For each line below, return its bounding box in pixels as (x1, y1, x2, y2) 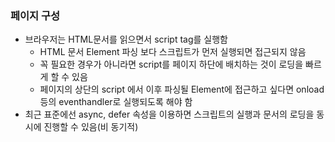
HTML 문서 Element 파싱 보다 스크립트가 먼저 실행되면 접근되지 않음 (39, 46, 307, 58)
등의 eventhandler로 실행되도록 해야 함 (39, 96, 193, 108)
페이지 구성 (10, 8, 61, 22)
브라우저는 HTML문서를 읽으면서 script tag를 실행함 (24, 33, 229, 46)
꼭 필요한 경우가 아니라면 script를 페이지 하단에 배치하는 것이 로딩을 (39, 58, 304, 71)
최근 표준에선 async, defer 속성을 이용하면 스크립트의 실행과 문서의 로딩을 (24, 108, 315, 121)
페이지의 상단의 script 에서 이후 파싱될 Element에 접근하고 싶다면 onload (39, 83, 325, 96)
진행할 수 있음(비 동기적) (43, 121, 139, 133)
